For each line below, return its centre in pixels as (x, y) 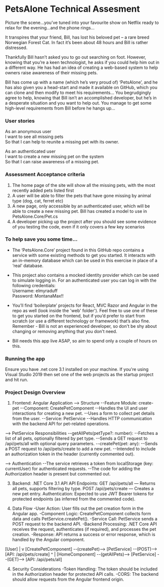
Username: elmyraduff (35, 291)
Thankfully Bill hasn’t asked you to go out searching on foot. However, (76, 57)
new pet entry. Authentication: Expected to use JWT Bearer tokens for (83, 494)
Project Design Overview (35, 392)
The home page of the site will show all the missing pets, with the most (83, 185)
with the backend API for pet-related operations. (61, 424)
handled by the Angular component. (48, 540)
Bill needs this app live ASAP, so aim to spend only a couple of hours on (85, 340)
